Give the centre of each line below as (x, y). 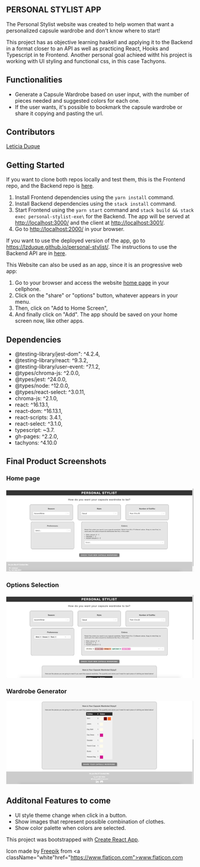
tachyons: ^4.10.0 (36, 443)
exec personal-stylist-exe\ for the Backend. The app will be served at (102, 217)
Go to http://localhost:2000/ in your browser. (70, 229)
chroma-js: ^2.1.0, (36, 399)
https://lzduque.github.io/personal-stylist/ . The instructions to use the (92, 247)
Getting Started (35, 165)
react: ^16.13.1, (32, 405)
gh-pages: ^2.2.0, (36, 436)
